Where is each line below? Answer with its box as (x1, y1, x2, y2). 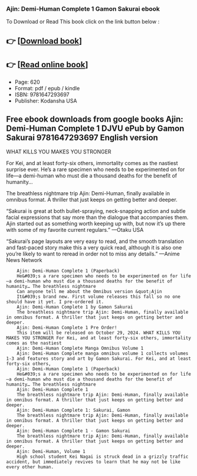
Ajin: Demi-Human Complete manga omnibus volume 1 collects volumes (17, 350, 189, 357)
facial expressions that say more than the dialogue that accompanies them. (6, 214, 189, 221)
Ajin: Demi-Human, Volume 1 (17, 449, 86, 455)
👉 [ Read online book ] (6, 60, 88, 70)
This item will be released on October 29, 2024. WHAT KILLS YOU (17, 330, 181, 336)
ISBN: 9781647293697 (14, 91, 70, 98)
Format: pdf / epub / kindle (14, 84, 80, 91)
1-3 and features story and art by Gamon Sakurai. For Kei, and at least (6, 356, 192, 362)
